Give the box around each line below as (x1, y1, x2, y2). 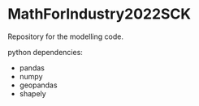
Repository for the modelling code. (7, 32, 123, 41)
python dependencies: (7, 47, 83, 57)
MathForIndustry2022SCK (7, 5, 192, 23)
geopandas (19, 80, 58, 90)
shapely (19, 88, 46, 98)
